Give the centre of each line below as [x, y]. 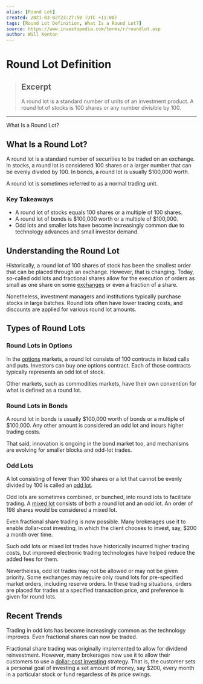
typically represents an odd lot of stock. [56, 372]
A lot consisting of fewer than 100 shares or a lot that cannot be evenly [94, 479]
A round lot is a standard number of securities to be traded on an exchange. [101, 159]
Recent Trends [34, 616]
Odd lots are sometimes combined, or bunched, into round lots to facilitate [99, 497]
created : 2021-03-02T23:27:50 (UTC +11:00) [62, 18]
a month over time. [30, 535]
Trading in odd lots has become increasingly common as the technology [96, 631]
